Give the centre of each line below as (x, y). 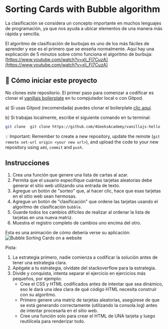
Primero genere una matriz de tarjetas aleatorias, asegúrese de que (90, 300)
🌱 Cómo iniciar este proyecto (51, 80)
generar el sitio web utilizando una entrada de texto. (66, 186)
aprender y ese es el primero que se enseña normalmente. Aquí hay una (80, 49)
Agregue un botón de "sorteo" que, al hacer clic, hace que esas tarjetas (87, 191)
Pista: (11, 248)
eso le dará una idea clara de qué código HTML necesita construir (88, 289)
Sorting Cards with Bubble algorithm (83, 9)
